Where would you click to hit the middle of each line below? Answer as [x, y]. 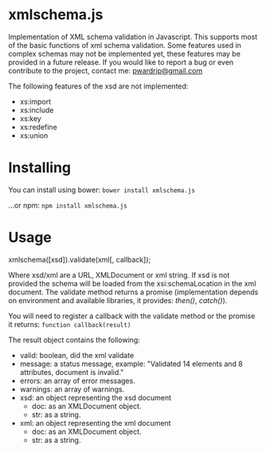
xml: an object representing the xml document [95, 423]
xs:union [34, 135]
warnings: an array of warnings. [72, 389]
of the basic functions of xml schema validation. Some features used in [125, 45]
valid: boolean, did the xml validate [77, 355]
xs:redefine [38, 127]
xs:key [30, 118]
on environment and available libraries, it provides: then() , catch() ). [118, 300]
